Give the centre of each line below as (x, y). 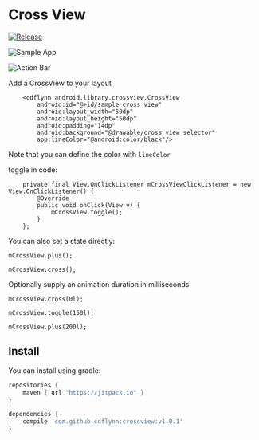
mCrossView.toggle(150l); (51, 312)
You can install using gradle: (55, 370)
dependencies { (33, 414)
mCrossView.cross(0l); (46, 299)
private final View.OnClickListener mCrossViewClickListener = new (137, 184)
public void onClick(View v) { (89, 205)
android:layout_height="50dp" (87, 118)
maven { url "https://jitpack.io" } (84, 392)
